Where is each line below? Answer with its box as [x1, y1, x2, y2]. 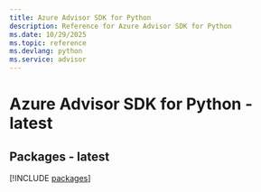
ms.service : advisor [9, 55, 88, 64]
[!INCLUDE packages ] [9, 173, 91, 183]
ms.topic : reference [9, 38, 88, 48]
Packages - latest [9, 149, 110, 164]
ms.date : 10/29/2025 [9, 30, 88, 39]
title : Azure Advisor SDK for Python [9, 13, 152, 23]
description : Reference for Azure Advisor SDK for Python [9, 22, 232, 31]
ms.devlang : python [9, 47, 83, 56]
